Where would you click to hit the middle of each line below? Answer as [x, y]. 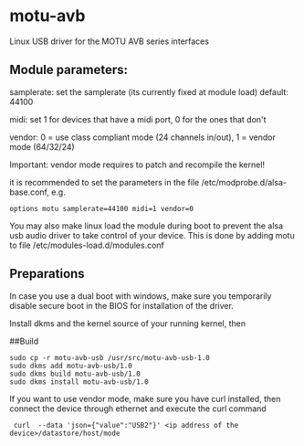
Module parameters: [69, 70]
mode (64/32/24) [42, 146]
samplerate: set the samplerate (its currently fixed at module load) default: [149, 91]
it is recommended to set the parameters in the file [105, 182]
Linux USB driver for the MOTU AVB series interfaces [110, 41]
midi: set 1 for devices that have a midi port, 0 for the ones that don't [138, 119]
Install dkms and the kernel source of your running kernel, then [128, 323]
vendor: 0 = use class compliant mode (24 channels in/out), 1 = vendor [143, 137]
